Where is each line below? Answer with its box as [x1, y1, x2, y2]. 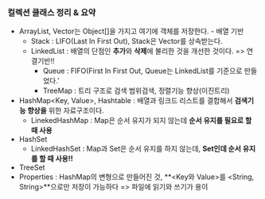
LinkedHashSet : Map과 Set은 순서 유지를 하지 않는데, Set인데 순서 [30, 144, 242, 154]
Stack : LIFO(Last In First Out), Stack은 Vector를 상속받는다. [30, 36, 224, 46]
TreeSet [18, 163, 45, 172]
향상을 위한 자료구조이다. [26, 105, 104, 116]
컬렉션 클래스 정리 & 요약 [7, 6, 96, 17]
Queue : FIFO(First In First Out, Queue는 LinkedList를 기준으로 [42, 66, 243, 76]
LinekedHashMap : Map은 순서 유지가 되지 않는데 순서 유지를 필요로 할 [30, 116, 252, 125]
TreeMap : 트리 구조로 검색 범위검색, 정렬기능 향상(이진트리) [42, 86, 230, 96]
